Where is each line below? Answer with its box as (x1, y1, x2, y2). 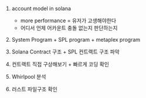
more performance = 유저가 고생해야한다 (20, 17, 116, 24)
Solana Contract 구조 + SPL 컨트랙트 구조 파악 (11, 48, 120, 55)
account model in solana (11, 5, 72, 12)
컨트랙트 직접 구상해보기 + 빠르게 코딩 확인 (11, 61, 110, 67)
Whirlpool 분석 (11, 73, 46, 80)
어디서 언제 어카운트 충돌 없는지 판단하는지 (20, 25, 118, 31)
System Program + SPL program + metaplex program (11, 36, 141, 43)
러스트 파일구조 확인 (11, 86, 57, 93)
